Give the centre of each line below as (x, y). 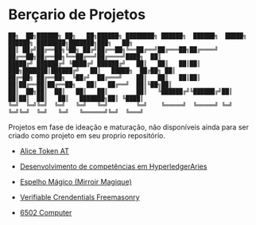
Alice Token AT (44, 151)
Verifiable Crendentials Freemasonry (80, 197)
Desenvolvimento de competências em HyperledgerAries (113, 166)
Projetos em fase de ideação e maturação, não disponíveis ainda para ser (128, 127)
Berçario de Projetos (77, 15)
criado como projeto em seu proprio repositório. (87, 135)
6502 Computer (46, 212)
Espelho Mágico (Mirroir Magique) (76, 181)
